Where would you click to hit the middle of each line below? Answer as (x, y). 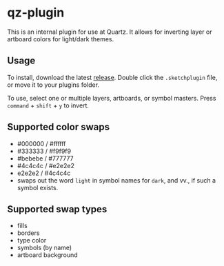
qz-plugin (36, 13)
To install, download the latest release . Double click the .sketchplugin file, (112, 77)
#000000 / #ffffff (41, 143)
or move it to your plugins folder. (53, 85)
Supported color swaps (59, 127)
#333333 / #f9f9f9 (44, 151)
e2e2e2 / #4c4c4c (44, 173)
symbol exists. (38, 187)
